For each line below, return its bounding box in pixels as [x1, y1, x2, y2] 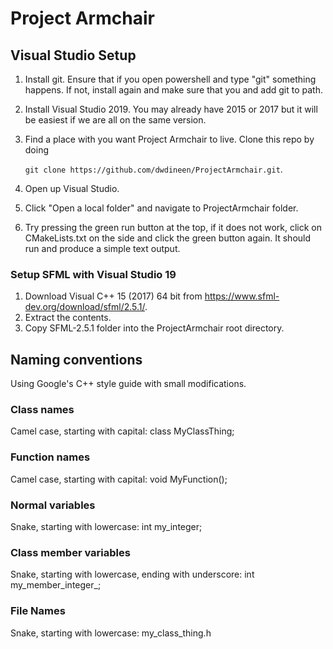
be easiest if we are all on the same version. [24, 114, 207, 126]
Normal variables [10, 498, 96, 512]
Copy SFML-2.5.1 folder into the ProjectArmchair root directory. [24, 322, 285, 334]
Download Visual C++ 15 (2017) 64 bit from [24, 290, 203, 302]
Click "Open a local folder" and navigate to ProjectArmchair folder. [24, 202, 299, 214]
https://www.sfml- [204, 290, 280, 302]
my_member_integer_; [10, 579, 102, 591]
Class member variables [10, 545, 131, 559]
